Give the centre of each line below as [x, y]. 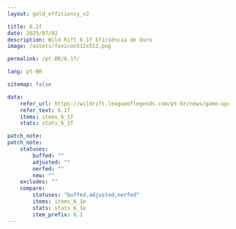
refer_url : [36, 104]
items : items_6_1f [47, 117]
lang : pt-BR [25, 72]
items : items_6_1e [59, 202]
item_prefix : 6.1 [58, 215]
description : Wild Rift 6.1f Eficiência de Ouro [80, 39]
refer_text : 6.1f [45, 110]
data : [15, 97]
